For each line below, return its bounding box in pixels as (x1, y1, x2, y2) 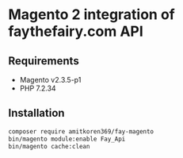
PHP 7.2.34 (19, 83, 57, 93)
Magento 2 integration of (8, 6, 176, 24)
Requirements (8, 54, 79, 67)
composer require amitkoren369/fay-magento (8, 127, 154, 136)
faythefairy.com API (8, 22, 144, 40)
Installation (8, 106, 65, 120)
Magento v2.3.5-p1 (19, 75, 82, 84)
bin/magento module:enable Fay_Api (8, 135, 126, 143)
